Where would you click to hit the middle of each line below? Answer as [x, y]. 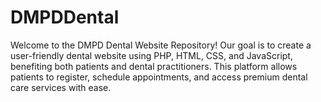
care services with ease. [61, 87]
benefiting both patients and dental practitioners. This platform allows [154, 66]
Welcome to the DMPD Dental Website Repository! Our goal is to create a [161, 45]
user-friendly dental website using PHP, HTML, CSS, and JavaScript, [151, 55]
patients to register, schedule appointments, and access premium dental [159, 77]
